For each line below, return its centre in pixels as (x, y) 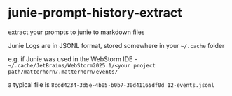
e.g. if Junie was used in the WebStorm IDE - (73, 59)
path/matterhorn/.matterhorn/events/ (63, 72)
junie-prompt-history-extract (95, 13)
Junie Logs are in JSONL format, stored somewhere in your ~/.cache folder (116, 45)
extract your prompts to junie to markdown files (76, 32)
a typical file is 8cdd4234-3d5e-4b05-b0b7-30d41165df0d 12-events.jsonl (111, 84)
